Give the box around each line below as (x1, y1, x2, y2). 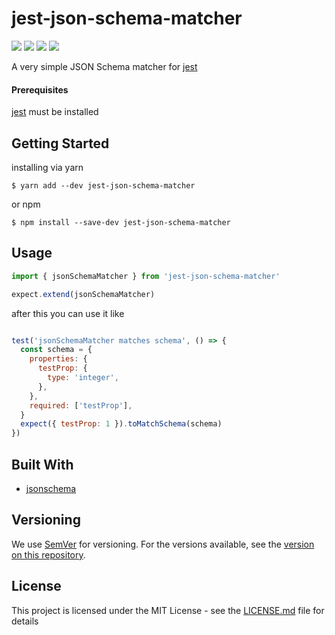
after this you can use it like (11, 307, 125, 319)
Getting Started (11, 135, 110, 152)
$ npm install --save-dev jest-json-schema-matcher (11, 217, 231, 227)
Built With (11, 456, 74, 473)
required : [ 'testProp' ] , (29, 400, 133, 411)
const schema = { (20, 345, 93, 355)
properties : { (29, 354, 88, 364)
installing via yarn (11, 161, 84, 173)
